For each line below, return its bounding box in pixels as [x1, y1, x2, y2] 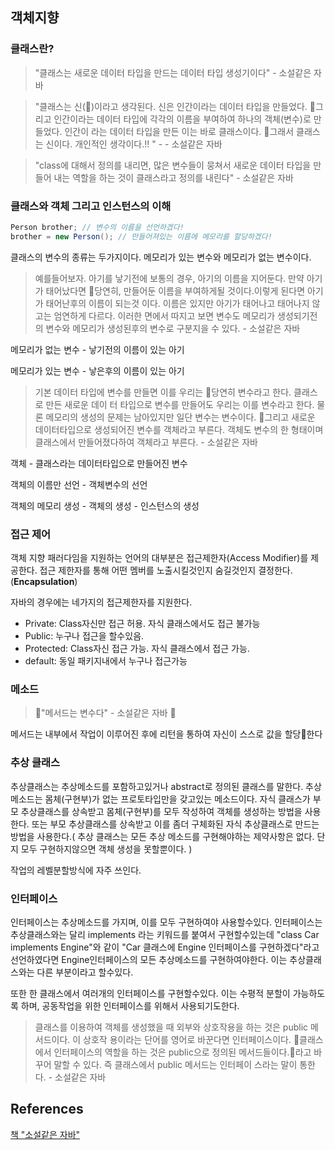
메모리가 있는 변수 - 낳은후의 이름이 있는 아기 [10, 364, 185, 377]
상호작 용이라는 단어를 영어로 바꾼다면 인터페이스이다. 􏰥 [83, 1033, 300, 1045]
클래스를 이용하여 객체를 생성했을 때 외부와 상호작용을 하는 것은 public [34, 1021, 309, 1033]
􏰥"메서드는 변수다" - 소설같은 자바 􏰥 [34, 707, 177, 719]
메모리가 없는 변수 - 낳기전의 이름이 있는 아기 [10, 343, 185, 355]
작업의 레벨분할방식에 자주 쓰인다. [10, 864, 142, 876]
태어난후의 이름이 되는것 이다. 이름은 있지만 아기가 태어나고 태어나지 [45, 297, 310, 309]
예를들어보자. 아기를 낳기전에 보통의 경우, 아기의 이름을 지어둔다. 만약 [34, 272, 305, 284]
